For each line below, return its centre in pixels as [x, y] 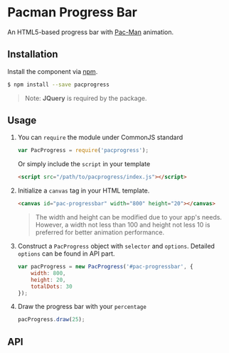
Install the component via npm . [53, 71]
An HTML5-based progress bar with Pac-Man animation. [91, 32]
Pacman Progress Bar [72, 12]
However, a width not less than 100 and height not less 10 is [123, 225]
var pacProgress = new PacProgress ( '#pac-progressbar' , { [105, 267]
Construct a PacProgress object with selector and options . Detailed [116, 246]
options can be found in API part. [66, 254]
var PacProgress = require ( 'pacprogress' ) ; [83, 151]
